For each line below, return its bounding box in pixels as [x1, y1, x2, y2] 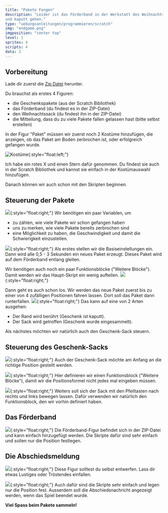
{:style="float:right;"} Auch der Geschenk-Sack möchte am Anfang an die [10, 356, 162, 362]
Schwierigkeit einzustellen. [12, 235, 68, 241]
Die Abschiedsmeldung [5, 452, 80, 460]
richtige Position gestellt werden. [5, 362, 73, 368]
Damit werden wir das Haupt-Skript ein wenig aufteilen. [5, 272, 119, 278]
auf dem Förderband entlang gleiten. [5, 256, 81, 262]
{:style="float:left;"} [28, 151, 69, 157]
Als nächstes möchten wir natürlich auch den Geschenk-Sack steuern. [5, 328, 150, 334]
